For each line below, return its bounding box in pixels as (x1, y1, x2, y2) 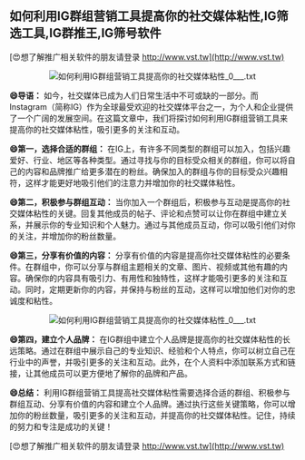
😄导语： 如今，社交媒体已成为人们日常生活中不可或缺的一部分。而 (9, 90, 259, 101)
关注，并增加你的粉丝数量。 (16, 230, 121, 241)
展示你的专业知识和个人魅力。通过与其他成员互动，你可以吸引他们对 (33, 219, 288, 230)
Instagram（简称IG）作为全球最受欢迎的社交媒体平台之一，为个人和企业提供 (9, 101, 294, 112)
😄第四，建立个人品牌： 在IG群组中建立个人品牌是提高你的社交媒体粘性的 (9, 334, 283, 345)
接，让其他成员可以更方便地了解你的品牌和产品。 (9, 367, 192, 378)
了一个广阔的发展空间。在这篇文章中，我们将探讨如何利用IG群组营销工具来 (9, 113, 289, 123)
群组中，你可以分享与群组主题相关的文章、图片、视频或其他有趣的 (33, 261, 280, 272)
